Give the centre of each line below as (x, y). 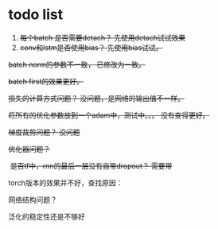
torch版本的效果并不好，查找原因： (66, 182)
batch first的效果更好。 (46, 81)
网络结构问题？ (33, 200)
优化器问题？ (29, 149)
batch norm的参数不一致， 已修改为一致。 (77, 64)
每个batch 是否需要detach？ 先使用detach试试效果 (103, 37)
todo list (36, 15)
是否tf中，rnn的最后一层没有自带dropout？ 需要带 (91, 165)
